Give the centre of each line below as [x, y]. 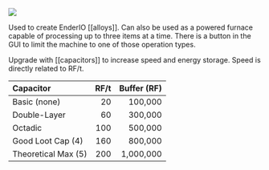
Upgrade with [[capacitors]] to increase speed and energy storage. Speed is [134, 60]
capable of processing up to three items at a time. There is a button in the [130, 36]
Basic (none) [37, 102]
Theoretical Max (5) [50, 154]
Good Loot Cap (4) [48, 141]
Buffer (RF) [141, 88]
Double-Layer [39, 115]
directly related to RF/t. [46, 69]
